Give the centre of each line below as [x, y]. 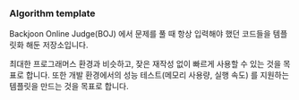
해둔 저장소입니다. [57, 45]
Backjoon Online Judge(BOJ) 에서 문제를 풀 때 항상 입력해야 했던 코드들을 [140, 34]
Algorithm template [52, 13]
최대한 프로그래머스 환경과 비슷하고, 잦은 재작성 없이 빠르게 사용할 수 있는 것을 [145, 64]
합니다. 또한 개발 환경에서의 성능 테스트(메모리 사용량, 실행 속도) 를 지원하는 [157, 75]
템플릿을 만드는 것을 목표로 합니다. [69, 87]
